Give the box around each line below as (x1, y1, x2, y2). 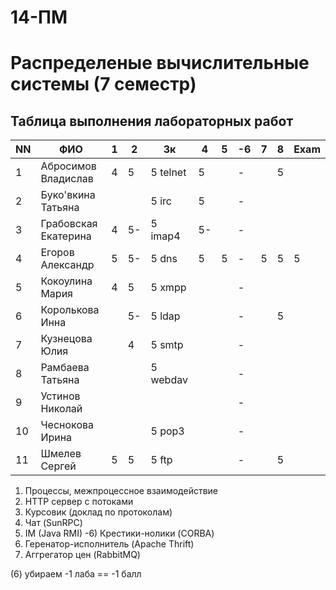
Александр (40, 258, 95, 272)
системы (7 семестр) (10, 73, 197, 96)
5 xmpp (150, 281, 187, 295)
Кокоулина (40, 274, 93, 288)
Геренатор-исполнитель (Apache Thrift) (24, 538, 195, 550)
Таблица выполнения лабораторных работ (10, 112, 294, 130)
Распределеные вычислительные (10, 52, 310, 75)
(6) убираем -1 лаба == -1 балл (10, 568, 142, 580)
